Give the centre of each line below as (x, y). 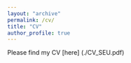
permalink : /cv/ (31, 20)
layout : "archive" (34, 13)
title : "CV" (25, 26)
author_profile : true (39, 33)
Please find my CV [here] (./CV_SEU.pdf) (66, 53)
